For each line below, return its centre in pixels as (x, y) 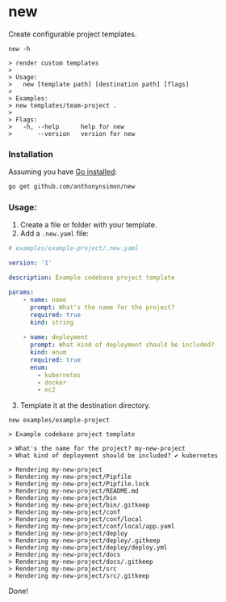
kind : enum (48, 353)
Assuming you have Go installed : (63, 172)
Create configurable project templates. (73, 34)
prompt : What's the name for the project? (102, 307)
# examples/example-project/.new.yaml (73, 248)
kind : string (52, 322)
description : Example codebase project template (92, 278)
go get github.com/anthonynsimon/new (72, 187)
